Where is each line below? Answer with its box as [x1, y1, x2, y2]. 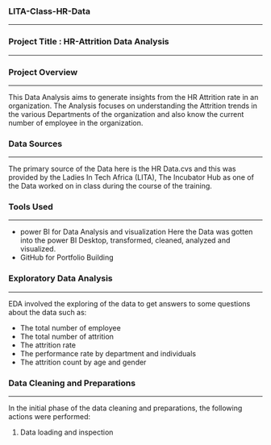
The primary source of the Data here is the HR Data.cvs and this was [8, 164, 236, 174]
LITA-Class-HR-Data [8, 6, 91, 17]
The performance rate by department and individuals [19, 348, 196, 358]
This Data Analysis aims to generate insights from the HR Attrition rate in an [8, 92, 259, 102]
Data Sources [8, 138, 63, 149]
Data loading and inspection [19, 427, 114, 437]
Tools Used [8, 202, 54, 213]
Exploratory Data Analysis [8, 272, 113, 284]
